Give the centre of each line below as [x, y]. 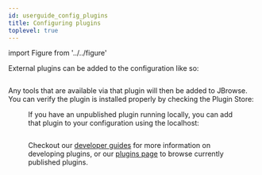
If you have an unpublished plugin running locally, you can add [130, 115]
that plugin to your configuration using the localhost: [114, 123]
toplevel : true [33, 30]
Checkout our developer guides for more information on [119, 146]
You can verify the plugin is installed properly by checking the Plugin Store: [131, 99]
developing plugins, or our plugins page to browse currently [126, 154]
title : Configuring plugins [55, 23]
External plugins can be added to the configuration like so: [104, 68]
